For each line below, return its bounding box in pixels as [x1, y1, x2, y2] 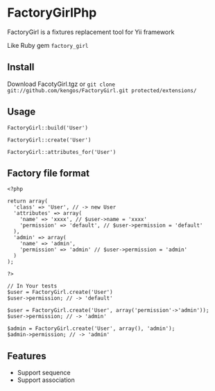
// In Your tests [7, 283, 58, 290]
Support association [17, 376, 75, 384]
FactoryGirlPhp [7, 5, 97, 21]
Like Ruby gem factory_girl [7, 41, 89, 49]
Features [7, 350, 46, 362]
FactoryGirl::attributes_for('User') [7, 148, 117, 155]
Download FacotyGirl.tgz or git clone [7, 80, 116, 88]
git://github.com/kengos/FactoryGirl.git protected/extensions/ [7, 87, 197, 94]
